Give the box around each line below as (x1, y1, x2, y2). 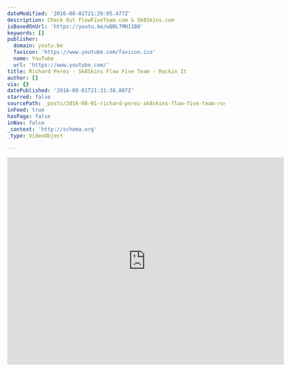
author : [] (7, 74, 39, 82)
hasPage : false (7, 113, 51, 120)
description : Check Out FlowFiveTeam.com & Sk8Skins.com (7, 17, 175, 23)
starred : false (7, 94, 51, 101)
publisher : (7, 36, 39, 43)
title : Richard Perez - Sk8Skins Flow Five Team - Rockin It (7, 68, 187, 75)
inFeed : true (7, 106, 45, 113)
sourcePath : (7, 100, 41, 107)
